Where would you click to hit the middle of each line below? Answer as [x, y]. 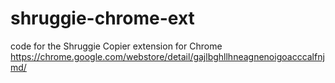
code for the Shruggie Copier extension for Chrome [116, 46]
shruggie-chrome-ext [102, 18]
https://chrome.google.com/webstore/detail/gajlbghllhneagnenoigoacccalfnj [167, 56]
